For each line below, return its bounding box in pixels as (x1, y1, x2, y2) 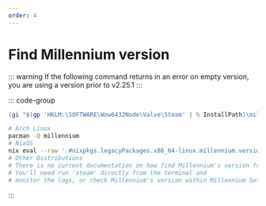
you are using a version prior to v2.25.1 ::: (8, 80, 142, 89)
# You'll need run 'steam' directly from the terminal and (8, 169, 207, 177)
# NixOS (8, 140, 34, 148)
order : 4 (8, 11, 37, 20)
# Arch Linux (8, 125, 51, 133)
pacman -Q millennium (8, 132, 80, 140)
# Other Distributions (8, 154, 83, 162)
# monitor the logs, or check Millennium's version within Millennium (8, 176, 246, 184)
